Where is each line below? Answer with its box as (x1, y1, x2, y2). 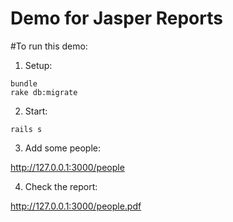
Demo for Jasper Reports (10, 7, 223, 30)
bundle (10, 78, 38, 89)
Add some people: (24, 142, 101, 154)
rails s (10, 124, 43, 134)
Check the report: (24, 180, 98, 192)
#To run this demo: (10, 40, 88, 52)
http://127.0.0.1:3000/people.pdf (10, 200, 142, 212)
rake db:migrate (10, 87, 78, 97)
